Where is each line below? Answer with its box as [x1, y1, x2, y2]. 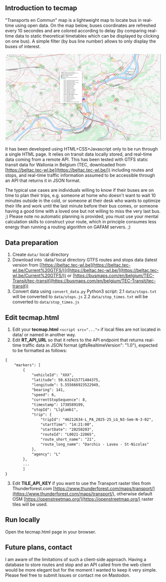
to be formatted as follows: [12, 347, 67, 353]
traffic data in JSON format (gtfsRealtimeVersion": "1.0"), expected [22, 342, 158, 348]
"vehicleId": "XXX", [31, 372, 74, 377]
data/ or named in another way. [12, 331, 77, 337]
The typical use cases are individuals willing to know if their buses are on [5, 187, 154, 193]
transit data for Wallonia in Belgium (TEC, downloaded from [5, 162, 126, 168]
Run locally [5, 516, 41, 524]
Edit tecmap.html [5, 313, 59, 321]
